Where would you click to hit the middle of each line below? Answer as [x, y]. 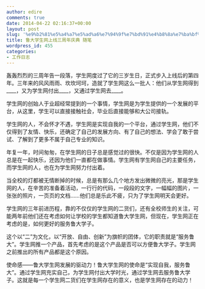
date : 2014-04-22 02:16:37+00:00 [49, 23]
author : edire [24, 12]
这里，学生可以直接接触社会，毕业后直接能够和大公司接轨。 [97, 111]
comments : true [26, 18]
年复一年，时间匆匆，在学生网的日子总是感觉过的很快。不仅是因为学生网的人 [103, 152]
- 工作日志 [18, 57]
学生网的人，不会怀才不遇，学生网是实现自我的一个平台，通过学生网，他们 [100, 124]
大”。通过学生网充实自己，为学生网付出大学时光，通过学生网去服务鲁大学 [99, 272]
